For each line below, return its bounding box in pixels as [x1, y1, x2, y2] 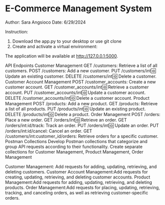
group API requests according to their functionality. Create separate [5, 144, 143, 149]
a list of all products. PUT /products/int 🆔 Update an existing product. [5, 106, 146, 112]
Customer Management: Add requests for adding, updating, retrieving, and [5, 163, 157, 170]
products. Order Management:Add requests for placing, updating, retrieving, [5, 184, 160, 190]
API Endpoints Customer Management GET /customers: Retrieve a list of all [5, 62, 158, 68]
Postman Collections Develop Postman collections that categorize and [5, 138, 148, 144]
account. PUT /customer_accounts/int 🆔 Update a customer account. [5, 89, 146, 95]
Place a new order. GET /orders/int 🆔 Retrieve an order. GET [5, 117, 127, 123]
